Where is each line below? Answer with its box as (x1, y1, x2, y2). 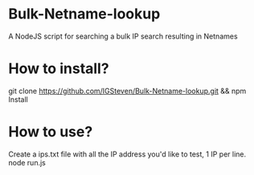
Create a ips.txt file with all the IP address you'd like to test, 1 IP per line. (8, 149, 247, 159)
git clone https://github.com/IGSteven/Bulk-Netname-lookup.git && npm (8, 86, 247, 96)
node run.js (8, 157, 46, 167)
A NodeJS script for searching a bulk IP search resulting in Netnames (8, 31, 239, 41)
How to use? (8, 123, 93, 141)
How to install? (8, 59, 110, 78)
